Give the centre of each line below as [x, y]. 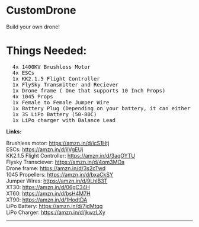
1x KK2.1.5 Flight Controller [56, 79]
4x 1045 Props [33, 96]
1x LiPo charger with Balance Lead [64, 120]
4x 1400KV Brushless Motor [51, 67]
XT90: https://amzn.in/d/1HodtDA [47, 200]
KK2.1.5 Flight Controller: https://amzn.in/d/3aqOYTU [71, 155]
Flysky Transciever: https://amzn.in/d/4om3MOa [65, 162]
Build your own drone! [33, 27]
